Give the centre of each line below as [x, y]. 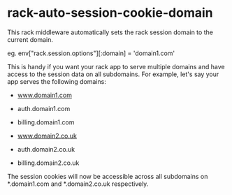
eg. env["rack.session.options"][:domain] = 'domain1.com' [91, 53]
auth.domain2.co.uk [46, 149]
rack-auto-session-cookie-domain [110, 13]
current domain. [30, 39]
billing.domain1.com [46, 122]
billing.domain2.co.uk [48, 163]
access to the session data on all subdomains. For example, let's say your [113, 74]
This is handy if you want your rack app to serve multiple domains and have [116, 66]
